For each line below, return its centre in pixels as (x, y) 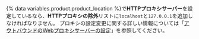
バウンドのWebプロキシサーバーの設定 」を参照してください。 (92, 30)
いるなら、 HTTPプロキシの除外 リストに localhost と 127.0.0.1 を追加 (105, 16)
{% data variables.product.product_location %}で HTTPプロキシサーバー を (97, 8)
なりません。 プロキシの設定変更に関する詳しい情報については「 (105, 23)
